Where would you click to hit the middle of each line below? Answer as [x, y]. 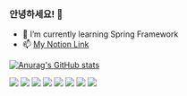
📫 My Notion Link [55, 44]
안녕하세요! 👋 [36, 13]
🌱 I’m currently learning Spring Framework [100, 34]
